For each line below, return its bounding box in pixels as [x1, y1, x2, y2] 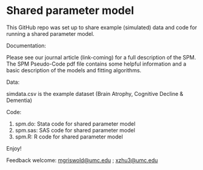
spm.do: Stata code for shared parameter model [15, 120, 136, 127]
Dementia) [6, 97, 32, 104]
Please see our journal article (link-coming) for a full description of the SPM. [6, 53, 196, 61]
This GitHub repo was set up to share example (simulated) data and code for [6, 24, 198, 31]
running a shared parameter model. [6, 30, 95, 37]
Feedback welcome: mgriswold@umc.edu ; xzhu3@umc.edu [6, 156, 158, 164]
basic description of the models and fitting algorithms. [6, 66, 142, 73]
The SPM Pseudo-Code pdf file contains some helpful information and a [6, 60, 187, 67]
